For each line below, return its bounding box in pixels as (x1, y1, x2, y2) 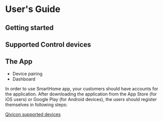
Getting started (5, 23, 54, 32)
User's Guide (5, 3, 61, 15)
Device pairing (12, 70, 42, 76)
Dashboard (12, 76, 36, 82)
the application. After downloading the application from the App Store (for (5, 91, 157, 97)
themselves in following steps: (5, 101, 67, 107)
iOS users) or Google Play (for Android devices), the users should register (5, 96, 157, 102)
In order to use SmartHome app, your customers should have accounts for (5, 85, 158, 91)
